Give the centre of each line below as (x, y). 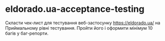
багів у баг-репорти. (27, 33)
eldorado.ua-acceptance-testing (75, 9)
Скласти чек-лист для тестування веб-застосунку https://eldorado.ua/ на (83, 23)
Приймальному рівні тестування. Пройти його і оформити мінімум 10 (79, 28)
